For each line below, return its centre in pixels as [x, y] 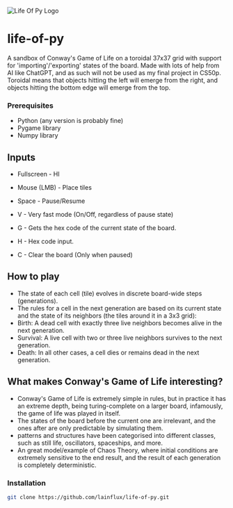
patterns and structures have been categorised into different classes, [116, 435]
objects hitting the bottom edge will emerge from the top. [89, 88]
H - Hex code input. [46, 241]
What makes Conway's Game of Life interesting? [115, 382]
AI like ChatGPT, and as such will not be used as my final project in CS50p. [114, 72]
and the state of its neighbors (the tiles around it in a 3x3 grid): [107, 316]
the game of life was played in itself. [69, 413]
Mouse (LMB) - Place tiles [55, 188]
